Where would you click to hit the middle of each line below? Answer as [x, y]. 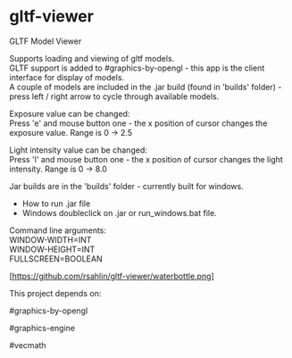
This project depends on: [55, 293]
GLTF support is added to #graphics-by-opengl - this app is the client [137, 68]
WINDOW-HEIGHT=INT [52, 249]
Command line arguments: [58, 230]
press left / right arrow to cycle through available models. [114, 96]
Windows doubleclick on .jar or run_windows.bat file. [119, 212]
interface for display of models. [67, 77]
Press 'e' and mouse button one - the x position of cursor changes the [138, 123]
